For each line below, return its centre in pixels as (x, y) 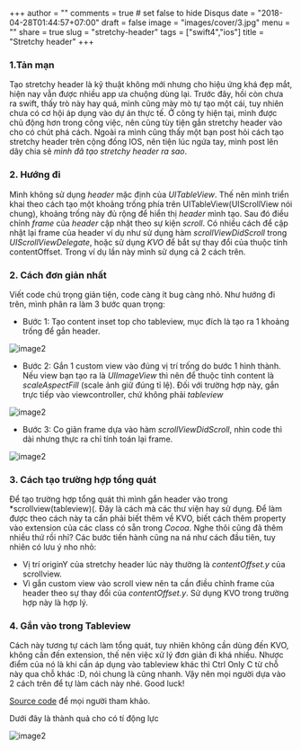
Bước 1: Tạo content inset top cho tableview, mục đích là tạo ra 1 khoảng (156, 321)
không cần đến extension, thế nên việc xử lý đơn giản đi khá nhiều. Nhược (146, 655)
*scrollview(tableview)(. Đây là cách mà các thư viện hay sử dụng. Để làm (146, 509)
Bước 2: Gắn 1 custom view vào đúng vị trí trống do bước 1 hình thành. (151, 366)
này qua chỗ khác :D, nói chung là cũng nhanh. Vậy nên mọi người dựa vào (147, 674)
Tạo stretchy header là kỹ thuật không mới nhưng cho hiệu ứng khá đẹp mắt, (151, 85)
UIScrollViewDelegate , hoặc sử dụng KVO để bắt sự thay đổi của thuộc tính (148, 242)
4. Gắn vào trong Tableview (71, 626)
